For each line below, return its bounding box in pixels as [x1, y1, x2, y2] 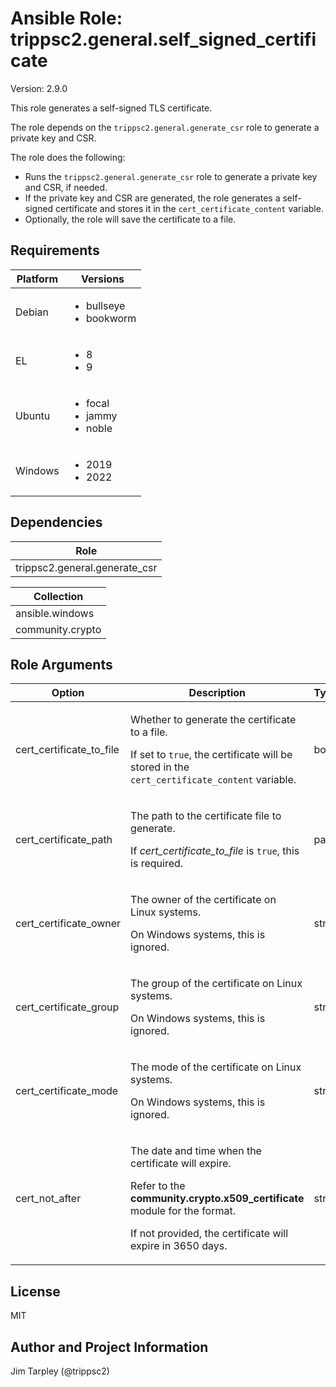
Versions [81, 272, 125, 286]
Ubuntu [15, 408, 51, 422]
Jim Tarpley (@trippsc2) [10, 1365, 110, 1377]
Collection [33, 589, 84, 603]
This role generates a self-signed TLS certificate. [10, 102, 213, 114]
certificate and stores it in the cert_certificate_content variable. [55, 202, 324, 214]
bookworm [85, 311, 137, 325]
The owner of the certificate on [130, 893, 277, 907]
